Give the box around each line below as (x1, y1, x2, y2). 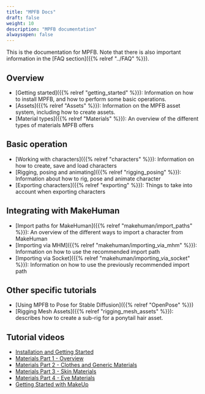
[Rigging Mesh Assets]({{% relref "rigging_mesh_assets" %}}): (15, 308, 174, 315)
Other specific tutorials (6, 285, 97, 295)
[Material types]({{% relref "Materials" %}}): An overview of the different (15, 114, 199, 122)
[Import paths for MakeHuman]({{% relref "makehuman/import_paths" (15, 221, 193, 229)
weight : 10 (6, 20, 34, 26)
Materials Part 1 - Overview (15, 355, 84, 362)
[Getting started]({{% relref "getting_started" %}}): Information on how (15, 89, 194, 96)
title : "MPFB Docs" (6, 9, 56, 15)
